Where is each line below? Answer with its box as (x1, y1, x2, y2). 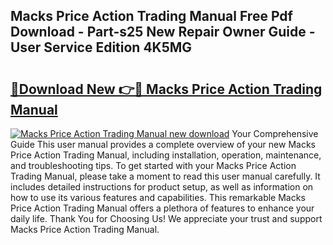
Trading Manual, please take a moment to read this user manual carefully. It (10, 170, 321, 182)
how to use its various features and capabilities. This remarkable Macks (10, 192, 306, 203)
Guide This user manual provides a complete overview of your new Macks (10, 139, 316, 150)
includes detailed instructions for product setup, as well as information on (10, 181, 314, 193)
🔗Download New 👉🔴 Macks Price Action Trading (10, 80, 323, 98)
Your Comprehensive (231, 128, 319, 139)
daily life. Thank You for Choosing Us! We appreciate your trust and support (10, 213, 323, 224)
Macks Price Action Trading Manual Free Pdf (10, 8, 293, 25)
